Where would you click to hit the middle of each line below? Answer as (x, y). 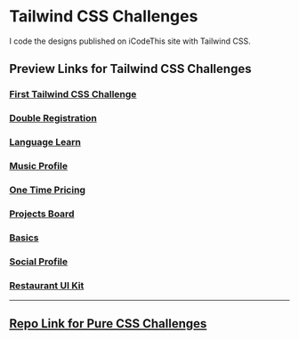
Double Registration (53, 118)
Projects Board (42, 214)
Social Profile (39, 262)
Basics (24, 238)
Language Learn (45, 142)
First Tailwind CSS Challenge (73, 94)
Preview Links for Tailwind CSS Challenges (130, 69)
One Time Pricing (48, 190)
